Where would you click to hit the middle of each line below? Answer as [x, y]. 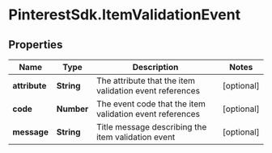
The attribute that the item [146, 81]
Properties [36, 45]
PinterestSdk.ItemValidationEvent [125, 15]
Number [72, 109]
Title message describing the [151, 127]
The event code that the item [151, 104]
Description [155, 67]
